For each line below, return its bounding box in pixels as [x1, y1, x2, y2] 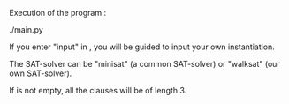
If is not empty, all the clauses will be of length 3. [9, 85, 187, 95]
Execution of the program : [9, 8, 107, 18]
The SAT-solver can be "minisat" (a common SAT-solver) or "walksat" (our [9, 59, 280, 69]
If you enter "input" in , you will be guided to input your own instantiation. [9, 41, 276, 52]
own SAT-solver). [9, 68, 72, 78]
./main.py [9, 25, 44, 34]
